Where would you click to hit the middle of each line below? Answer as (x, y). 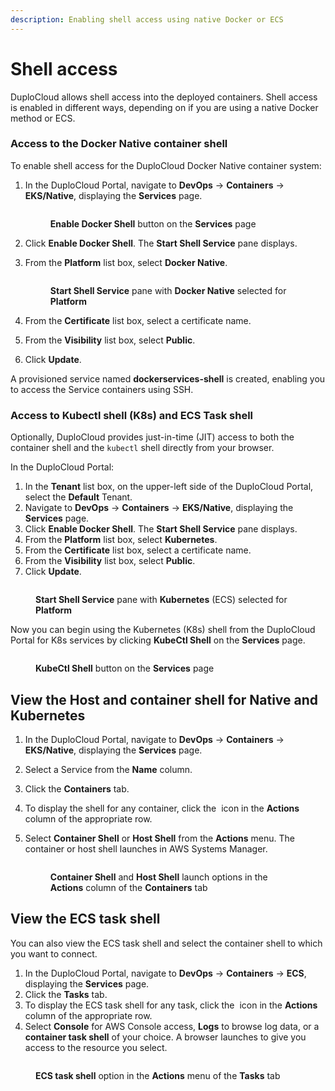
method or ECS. (43, 118)
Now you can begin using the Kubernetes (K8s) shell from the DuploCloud (163, 630)
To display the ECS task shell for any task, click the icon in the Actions (171, 1005)
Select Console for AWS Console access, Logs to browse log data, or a (172, 1026)
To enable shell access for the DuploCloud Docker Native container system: (166, 165)
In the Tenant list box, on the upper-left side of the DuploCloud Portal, (169, 487)
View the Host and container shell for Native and (164, 699)
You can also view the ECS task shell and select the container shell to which (166, 943)
